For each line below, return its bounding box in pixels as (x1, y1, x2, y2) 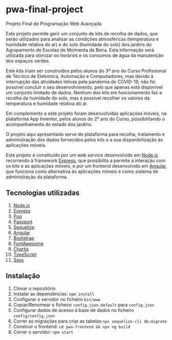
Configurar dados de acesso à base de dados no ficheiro (13, 307, 134, 313)
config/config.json (13, 313, 55, 318)
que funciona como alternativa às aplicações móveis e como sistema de (6, 168, 159, 174)
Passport (13, 218, 33, 225)
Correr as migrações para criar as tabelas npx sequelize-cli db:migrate (13, 318, 167, 324)
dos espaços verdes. (6, 57, 50, 64)
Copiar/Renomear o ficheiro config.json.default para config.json (13, 302, 155, 308)
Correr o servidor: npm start (13, 329, 73, 335)
